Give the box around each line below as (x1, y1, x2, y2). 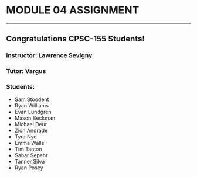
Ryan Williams (14, 102, 49, 109)
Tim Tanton (14, 145, 42, 152)
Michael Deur (14, 121, 47, 128)
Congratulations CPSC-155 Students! (6, 34, 145, 44)
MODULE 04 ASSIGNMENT (6, 4, 140, 17)
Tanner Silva (14, 158, 45, 165)
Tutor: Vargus (6, 67, 46, 75)
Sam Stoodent (14, 96, 49, 103)
